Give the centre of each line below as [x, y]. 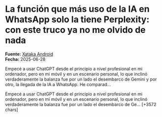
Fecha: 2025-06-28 [25, 59]
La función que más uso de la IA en [77, 9]
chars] [12, 110]
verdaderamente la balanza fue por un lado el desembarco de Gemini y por [81, 79]
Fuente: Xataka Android [29, 54]
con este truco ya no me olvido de [75, 30]
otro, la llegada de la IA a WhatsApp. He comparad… [58, 84]
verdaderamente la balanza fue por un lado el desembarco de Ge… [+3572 [81, 104]
